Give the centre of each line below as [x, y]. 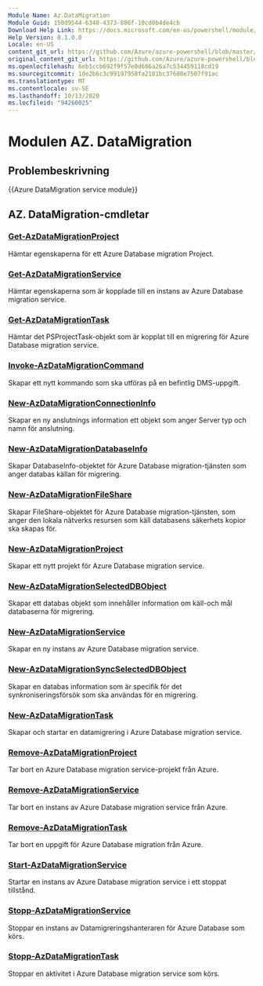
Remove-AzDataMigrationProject [73, 752]
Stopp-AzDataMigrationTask [64, 956]
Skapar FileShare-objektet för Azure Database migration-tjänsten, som [122, 512]
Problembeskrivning [59, 171]
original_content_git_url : [52, 60]
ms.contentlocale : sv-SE [49, 88]
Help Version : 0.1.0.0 [45, 37]
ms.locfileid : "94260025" [50, 103]
